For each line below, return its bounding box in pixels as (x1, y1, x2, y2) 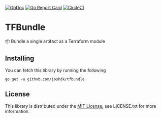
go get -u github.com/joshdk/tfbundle (5, 76, 85, 82)
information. (5, 108, 30, 114)
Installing (5, 54, 34, 63)
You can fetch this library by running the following (5, 67, 106, 73)
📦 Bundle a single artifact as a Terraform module (5, 38, 105, 44)
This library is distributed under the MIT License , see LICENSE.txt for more (5, 103, 157, 109)
